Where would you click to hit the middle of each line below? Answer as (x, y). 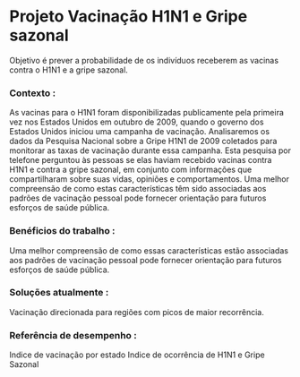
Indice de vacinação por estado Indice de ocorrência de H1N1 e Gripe (137, 355)
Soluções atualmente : (59, 293)
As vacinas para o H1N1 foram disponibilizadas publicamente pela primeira (147, 113)
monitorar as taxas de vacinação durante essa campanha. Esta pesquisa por (150, 150)
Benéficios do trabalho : (62, 231)
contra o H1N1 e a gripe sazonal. (69, 70)
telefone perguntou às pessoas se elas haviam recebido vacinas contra (141, 160)
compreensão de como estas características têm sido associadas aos (138, 189)
